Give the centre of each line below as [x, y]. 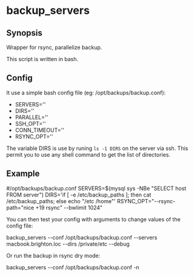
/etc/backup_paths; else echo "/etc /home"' [61, 201]
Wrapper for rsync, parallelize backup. [54, 47]
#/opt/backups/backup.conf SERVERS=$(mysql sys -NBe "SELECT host [96, 188]
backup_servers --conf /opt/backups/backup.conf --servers [82, 237]
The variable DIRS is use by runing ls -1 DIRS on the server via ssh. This [97, 148]
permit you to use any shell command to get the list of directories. [89, 154]
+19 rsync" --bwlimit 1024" [69, 207]
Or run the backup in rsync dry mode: [53, 255]
